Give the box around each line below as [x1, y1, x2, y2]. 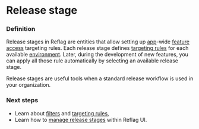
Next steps [6, 96, 39, 105]
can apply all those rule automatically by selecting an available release [6, 57, 178, 64]
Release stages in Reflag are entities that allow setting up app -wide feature [6, 38, 190, 45]
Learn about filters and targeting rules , [14, 109, 109, 117]
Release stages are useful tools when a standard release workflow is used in [6, 75, 194, 82]
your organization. [6, 81, 51, 89]
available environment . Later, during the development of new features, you [6, 51, 189, 58]
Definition [6, 25, 36, 33]
